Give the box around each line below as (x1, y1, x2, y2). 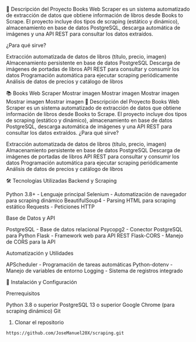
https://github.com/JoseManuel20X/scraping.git (6, 330, 125, 336)
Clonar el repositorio (14, 319, 64, 326)
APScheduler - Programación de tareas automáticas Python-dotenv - (6, 261, 173, 268)
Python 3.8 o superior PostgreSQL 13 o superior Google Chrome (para (6, 302, 175, 308)
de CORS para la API (6, 238, 56, 245)
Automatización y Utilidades (6, 249, 74, 256)
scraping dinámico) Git (6, 307, 61, 314)
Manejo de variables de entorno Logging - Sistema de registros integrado (6, 267, 183, 274)
